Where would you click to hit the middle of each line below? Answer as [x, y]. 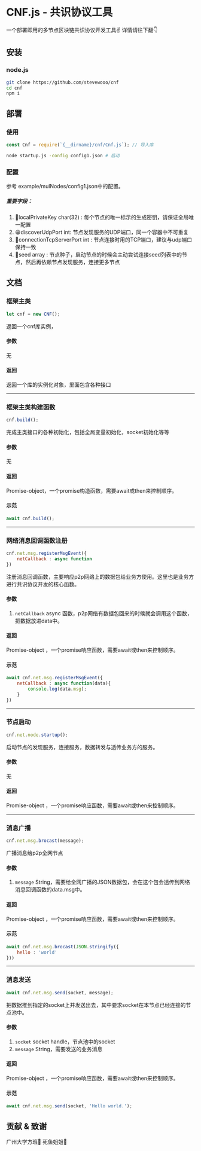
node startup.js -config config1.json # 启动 [63, 155]
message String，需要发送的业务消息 [59, 1049]
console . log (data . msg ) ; [57, 689]
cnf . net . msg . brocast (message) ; [45, 841]
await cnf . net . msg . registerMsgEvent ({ [54, 678]
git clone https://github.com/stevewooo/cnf [63, 82]
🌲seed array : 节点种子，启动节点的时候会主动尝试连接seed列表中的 [98, 254]
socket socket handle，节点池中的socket [65, 1042]
